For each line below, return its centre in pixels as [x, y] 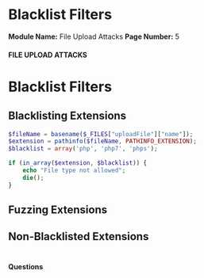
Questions [26, 266]
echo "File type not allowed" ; [74, 171]
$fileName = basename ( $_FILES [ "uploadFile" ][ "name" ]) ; [101, 134]
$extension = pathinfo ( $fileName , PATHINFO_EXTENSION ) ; [102, 141]
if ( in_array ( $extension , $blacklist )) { [78, 163]
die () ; [33, 177]
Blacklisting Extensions [67, 116]
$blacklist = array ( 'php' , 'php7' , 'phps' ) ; [83, 149]
